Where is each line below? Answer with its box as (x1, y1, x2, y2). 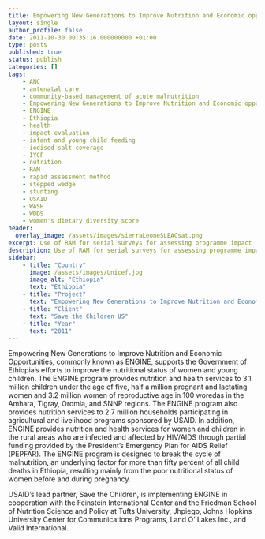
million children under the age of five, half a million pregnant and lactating (8, 382, 248, 391)
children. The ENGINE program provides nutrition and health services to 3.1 (8, 374, 252, 384)
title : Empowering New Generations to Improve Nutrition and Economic (8, 11, 245, 20)
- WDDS (22, 210, 44, 218)
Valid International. (8, 523, 69, 533)
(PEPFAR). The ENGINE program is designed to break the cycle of (8, 449, 221, 459)
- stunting (22, 187, 58, 196)
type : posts (8, 41, 47, 49)
